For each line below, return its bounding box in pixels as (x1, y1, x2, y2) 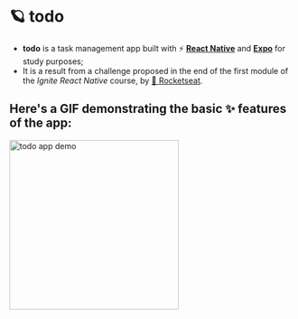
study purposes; (22, 55, 84, 67)
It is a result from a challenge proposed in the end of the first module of (22, 65, 289, 76)
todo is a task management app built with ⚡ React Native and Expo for (22, 42, 286, 53)
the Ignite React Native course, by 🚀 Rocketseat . (22, 75, 203, 86)
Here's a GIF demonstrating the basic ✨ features (9, 101, 287, 117)
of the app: (9, 116, 72, 131)
